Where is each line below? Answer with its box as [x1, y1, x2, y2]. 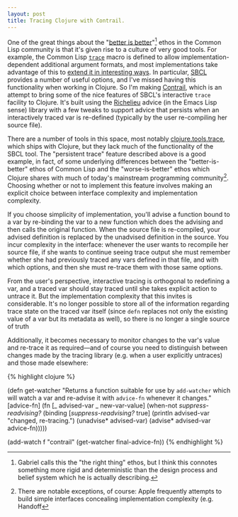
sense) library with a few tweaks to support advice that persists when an [7, 106, 220, 114]
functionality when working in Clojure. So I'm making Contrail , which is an [7, 83, 222, 92]
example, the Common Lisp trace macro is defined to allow [7, 53, 180, 61]
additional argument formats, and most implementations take [40, 60, 218, 69]
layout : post [7, 10, 46, 18]
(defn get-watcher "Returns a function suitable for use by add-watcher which [7, 385, 231, 395]
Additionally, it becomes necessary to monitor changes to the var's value [7, 336, 220, 344]
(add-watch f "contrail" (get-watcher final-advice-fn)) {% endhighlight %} [7, 437, 223, 446]
